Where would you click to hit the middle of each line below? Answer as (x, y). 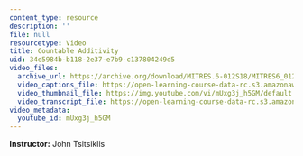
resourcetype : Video (48, 43)
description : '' (40, 26)
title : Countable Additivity (64, 51)
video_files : (34, 69)
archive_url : (42, 77)
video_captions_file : (58, 85)
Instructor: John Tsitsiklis (57, 144)
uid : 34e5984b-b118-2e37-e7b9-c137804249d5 (92, 60)
